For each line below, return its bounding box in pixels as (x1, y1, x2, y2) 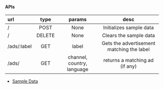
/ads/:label (7, 43, 32, 50)
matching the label (107, 46, 150, 53)
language (66, 66, 89, 73)
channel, (67, 54, 88, 60)
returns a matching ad (103, 57, 154, 64)
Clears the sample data (102, 32, 155, 39)
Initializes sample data (103, 24, 154, 31)
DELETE (36, 32, 55, 39)
